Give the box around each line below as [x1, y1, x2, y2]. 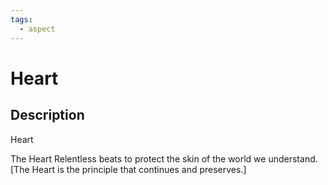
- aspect [19, 24, 56, 34]
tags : [10, 14, 33, 25]
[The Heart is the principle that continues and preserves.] [10, 163, 247, 175]
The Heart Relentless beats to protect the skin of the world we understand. [10, 152, 318, 165]
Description [10, 107, 85, 124]
